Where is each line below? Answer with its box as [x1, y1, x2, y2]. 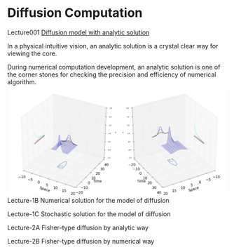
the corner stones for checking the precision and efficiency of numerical [7, 70, 216, 79]
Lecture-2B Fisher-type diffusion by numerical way [7, 237, 155, 246]
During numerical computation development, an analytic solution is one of [7, 62, 221, 71]
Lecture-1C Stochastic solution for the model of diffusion [7, 210, 171, 218]
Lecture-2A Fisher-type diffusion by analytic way [7, 223, 149, 232]
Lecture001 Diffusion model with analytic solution [7, 28, 150, 37]
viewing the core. [7, 49, 57, 58]
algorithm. [7, 77, 37, 86]
